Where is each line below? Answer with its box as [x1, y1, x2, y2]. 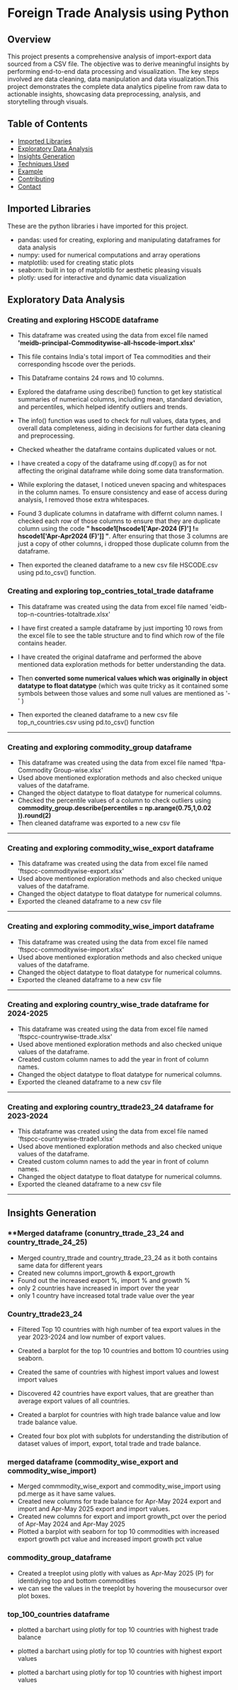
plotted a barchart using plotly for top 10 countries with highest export [17, 1647, 222, 1655]
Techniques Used [17, 159, 69, 168]
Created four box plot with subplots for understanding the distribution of [17, 1432, 229, 1441]
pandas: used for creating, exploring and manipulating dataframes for [17, 235, 221, 244]
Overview [7, 33, 52, 45]
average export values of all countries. [17, 1396, 130, 1405]
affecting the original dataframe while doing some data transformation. [17, 467, 225, 475]
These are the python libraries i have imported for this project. [7, 222, 188, 230]
